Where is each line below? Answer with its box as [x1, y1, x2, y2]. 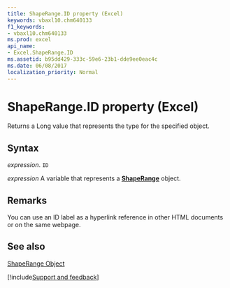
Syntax [7, 142, 39, 154]
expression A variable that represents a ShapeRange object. [7, 174, 181, 182]
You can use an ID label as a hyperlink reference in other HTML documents [7, 213, 224, 222]
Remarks [7, 194, 48, 206]
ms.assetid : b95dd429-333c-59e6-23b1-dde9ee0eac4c [7, 56, 158, 63]
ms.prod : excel [7, 36, 52, 43]
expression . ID [7, 161, 49, 169]
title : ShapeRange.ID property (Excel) [7, 10, 124, 17]
